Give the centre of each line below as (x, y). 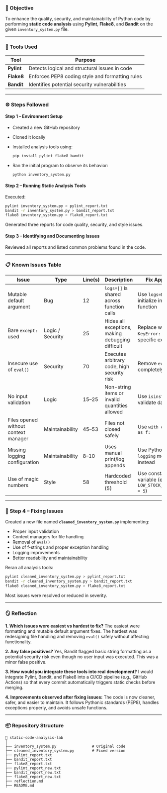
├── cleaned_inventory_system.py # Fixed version (65, 751)
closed (113, 429)
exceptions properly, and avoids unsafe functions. (56, 708)
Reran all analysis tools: (29, 568)
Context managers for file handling (48, 537)
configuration (23, 462)
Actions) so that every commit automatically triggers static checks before (80, 682)
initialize (147, 300)
